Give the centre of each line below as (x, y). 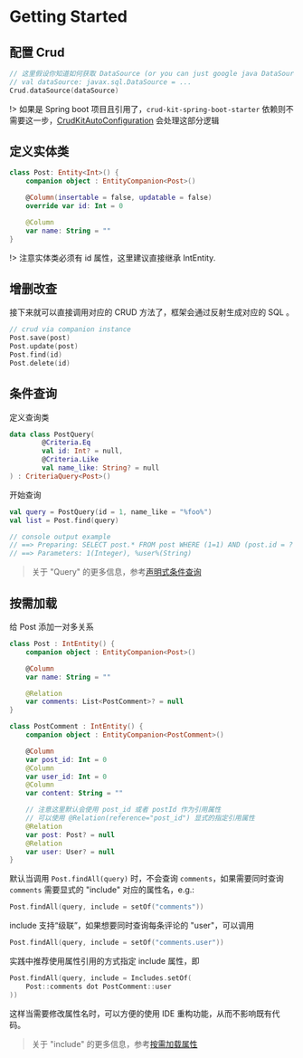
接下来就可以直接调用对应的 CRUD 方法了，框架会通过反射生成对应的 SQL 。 (152, 312)
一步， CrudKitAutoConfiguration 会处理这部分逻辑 (126, 120)
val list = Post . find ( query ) (64, 520)
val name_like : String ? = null (101, 468)
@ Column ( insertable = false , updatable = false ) (119, 198)
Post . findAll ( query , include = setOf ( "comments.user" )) (117, 943)
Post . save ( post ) (40, 338)
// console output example (60, 537)
